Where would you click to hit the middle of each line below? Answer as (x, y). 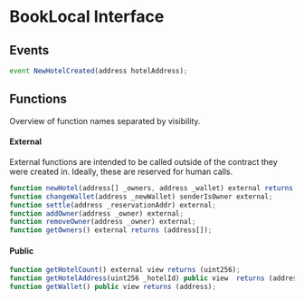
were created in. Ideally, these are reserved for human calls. (121, 171)
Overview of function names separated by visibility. (105, 121)
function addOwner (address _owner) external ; (96, 213)
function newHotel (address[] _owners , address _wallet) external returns (152, 188)
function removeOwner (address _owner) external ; (103, 222)
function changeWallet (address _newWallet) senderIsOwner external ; (141, 197)
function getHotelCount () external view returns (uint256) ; (125, 270)
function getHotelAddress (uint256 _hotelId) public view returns (137, 278)
